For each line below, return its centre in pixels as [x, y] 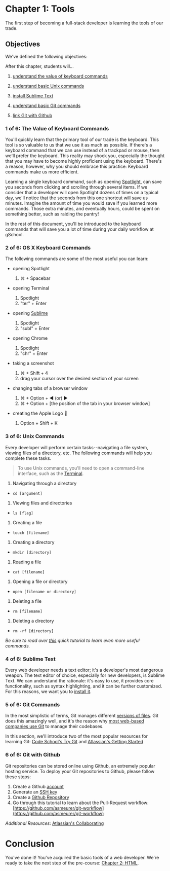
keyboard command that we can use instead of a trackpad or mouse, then [82, 151]
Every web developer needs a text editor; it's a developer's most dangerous [84, 670]
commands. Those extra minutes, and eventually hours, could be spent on [83, 209]
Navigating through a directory [45, 483]
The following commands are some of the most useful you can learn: [77, 259]
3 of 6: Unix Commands [35, 437]
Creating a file [27, 522]
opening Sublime [30, 313]
